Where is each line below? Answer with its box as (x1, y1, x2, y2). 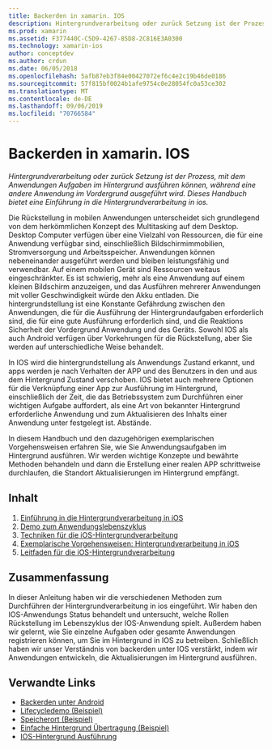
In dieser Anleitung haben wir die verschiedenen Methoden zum (8, 592, 223, 602)
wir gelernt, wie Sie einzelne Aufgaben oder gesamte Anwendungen (8, 627, 236, 636)
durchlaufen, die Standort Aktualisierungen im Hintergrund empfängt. (8, 467, 240, 478)
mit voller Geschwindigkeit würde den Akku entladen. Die (8, 290, 200, 300)
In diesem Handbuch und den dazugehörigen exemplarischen (8, 433, 215, 443)
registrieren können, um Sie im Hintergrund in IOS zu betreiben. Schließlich (8, 635, 259, 645)
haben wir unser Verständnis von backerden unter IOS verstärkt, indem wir (8, 644, 257, 653)
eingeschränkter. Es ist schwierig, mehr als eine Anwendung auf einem (8, 273, 245, 283)
